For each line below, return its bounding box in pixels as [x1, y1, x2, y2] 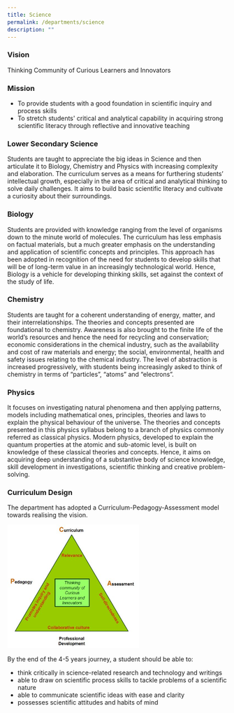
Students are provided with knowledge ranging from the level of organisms [7, 225, 223, 233]
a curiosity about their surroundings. [7, 192, 112, 201]
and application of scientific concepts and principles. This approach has [7, 247, 215, 256]
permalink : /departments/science [7, 18, 105, 26]
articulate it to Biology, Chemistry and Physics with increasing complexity [7, 162, 219, 171]
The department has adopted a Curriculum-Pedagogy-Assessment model [7, 503, 219, 512]
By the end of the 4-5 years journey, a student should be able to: [7, 655, 193, 663]
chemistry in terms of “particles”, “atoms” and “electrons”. [7, 370, 175, 378]
